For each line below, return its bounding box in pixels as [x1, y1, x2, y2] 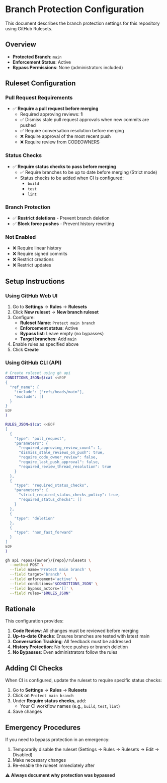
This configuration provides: [5, 618, 64, 624]
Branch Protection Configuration [5, 4, 144, 15]
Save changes [12, 708, 42, 715]
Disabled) [12, 752, 33, 758]
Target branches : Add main [20, 336, 77, 342]
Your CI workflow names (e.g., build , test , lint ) [20, 703, 120, 709]
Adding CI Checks [5, 664, 63, 672]
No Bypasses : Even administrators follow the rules [12, 649, 118, 655]
